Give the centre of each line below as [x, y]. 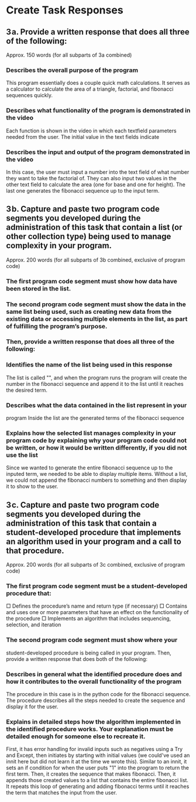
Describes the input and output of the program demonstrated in [98, 152]
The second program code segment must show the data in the [96, 304]
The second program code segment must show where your [92, 640]
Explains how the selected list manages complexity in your [91, 433]
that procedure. [35, 551]
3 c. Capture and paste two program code [83, 505]
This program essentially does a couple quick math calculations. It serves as [98, 83]
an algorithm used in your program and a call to [94, 541]
